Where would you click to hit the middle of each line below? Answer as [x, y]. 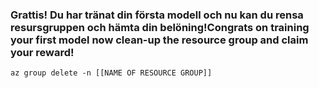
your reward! [42, 52]
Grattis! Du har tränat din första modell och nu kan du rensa [157, 15]
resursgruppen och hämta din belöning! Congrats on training [160, 27]
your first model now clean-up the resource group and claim [159, 40]
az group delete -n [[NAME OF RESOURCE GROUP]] [111, 73]
